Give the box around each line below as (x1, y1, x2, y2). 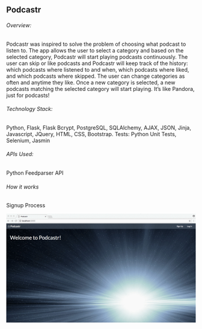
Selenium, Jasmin (6, 137, 50, 144)
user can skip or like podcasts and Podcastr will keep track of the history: (6, 60, 188, 67)
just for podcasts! (6, 92, 50, 99)
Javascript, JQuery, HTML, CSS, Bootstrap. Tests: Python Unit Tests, (6, 130, 177, 137)
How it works (6, 183, 39, 190)
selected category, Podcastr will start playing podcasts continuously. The (6, 53, 188, 60)
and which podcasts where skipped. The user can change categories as (6, 72, 185, 80)
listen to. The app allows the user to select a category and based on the (6, 46, 184, 54)
